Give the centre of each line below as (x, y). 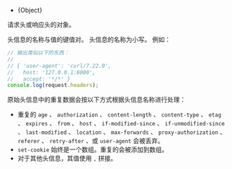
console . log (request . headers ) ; (53, 86)
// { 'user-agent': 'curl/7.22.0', (59, 66)
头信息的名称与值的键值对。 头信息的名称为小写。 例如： (89, 39)
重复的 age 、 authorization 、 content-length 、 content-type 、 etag (119, 114)
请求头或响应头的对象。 (41, 25)
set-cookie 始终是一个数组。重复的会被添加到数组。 (93, 149)
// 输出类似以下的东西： (38, 53)
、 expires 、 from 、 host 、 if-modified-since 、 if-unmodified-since (121, 123)
